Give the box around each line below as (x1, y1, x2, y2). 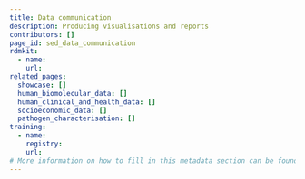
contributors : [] (9, 30, 75, 39)
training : (9, 123, 47, 132)
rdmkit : (9, 47, 39, 56)
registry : (25, 139, 64, 148)
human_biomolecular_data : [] (17, 89, 128, 98)
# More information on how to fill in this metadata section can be (9, 155, 274, 165)
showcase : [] (17, 80, 67, 89)
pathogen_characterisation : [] (17, 114, 136, 123)
